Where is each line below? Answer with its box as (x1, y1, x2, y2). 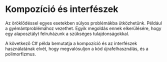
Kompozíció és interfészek (5, 3, 118, 15)
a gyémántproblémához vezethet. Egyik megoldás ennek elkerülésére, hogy (5, 25, 161, 31)
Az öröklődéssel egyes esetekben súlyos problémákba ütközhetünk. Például (5, 20, 162, 26)
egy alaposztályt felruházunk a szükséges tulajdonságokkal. (5, 30, 129, 36)
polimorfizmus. (5, 51, 36, 57)
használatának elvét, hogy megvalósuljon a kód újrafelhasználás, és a (5, 45, 148, 51)
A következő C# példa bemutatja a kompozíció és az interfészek (5, 40, 137, 46)
